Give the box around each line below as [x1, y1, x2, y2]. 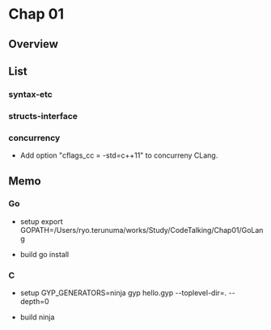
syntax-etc [8, 88, 53, 99]
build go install [19, 249, 70, 259]
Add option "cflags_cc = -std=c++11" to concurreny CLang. [19, 150, 218, 160]
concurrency [8, 132, 61, 143]
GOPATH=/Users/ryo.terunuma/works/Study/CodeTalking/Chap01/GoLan [19, 225, 264, 235]
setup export [19, 216, 63, 226]
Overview [8, 37, 59, 51]
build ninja [19, 312, 55, 322]
